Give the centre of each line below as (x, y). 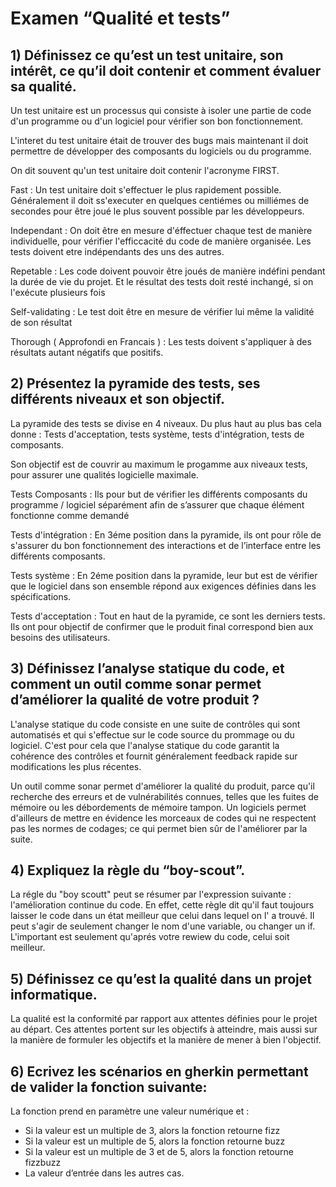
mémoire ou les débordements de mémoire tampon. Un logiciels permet (158, 807)
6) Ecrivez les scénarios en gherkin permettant (159, 1071)
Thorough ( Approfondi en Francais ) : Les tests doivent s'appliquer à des (161, 341)
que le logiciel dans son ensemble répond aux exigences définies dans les (163, 586)
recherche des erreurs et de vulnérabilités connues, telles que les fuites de (164, 796)
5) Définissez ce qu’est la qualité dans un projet (161, 978)
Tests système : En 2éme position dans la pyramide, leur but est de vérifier (164, 575)
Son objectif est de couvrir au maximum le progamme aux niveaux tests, (159, 464)
